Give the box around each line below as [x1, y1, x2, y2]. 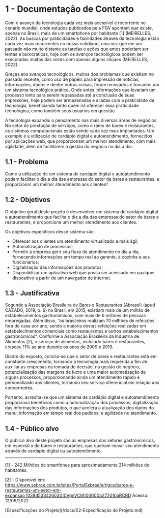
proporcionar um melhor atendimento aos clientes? [5, 181, 109, 187]
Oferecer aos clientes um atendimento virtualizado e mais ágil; [12, 238, 139, 244]
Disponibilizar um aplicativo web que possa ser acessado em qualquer [12, 269, 155, 275]
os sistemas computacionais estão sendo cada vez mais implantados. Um [5, 128, 155, 133]
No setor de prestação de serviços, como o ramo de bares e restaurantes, [5, 122, 155, 129]
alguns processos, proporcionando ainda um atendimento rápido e [5, 374, 140, 380]
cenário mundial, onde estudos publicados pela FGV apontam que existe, [5, 25, 153, 31]
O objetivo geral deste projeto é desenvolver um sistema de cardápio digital [5, 208, 158, 215]
